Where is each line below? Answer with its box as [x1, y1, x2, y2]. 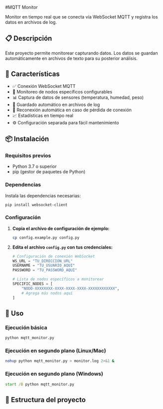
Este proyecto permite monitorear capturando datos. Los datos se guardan [5, 50, 158, 56]
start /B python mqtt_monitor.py [5, 382, 75, 387]
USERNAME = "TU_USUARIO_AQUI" [12, 263, 76, 268]
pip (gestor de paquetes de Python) [12, 169, 85, 175]
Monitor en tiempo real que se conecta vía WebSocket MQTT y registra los [5, 14, 158, 19]
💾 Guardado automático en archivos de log [12, 101, 100, 107]
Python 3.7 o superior [12, 163, 57, 169]
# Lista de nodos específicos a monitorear [12, 277, 104, 282]
